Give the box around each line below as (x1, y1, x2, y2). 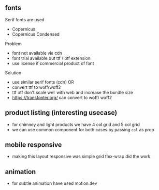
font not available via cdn (12, 50, 62, 56)
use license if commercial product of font (12, 60, 94, 66)
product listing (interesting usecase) (5, 109, 117, 117)
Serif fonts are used (5, 16, 44, 22)
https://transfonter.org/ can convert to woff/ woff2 (12, 95, 112, 100)
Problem (5, 41, 22, 47)
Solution (5, 70, 22, 76)
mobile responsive (5, 141, 62, 149)
